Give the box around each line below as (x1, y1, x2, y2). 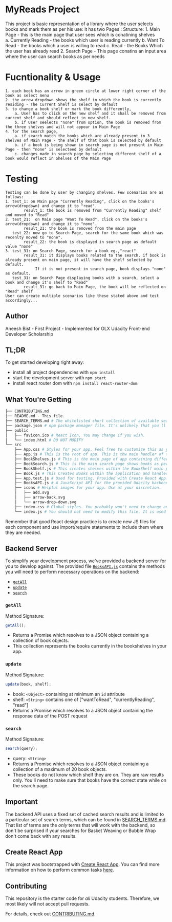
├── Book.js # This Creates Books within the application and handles (14, 471, 168, 476)
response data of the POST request (12, 713, 88, 719)
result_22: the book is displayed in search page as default (24, 239, 157, 245)
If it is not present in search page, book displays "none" (35, 266, 166, 271)
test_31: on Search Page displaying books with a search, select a (12, 275, 159, 281)
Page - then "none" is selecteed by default (5, 146, 102, 152)
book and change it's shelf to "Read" (5, 280, 88, 285)
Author (5, 312, 28, 321)
